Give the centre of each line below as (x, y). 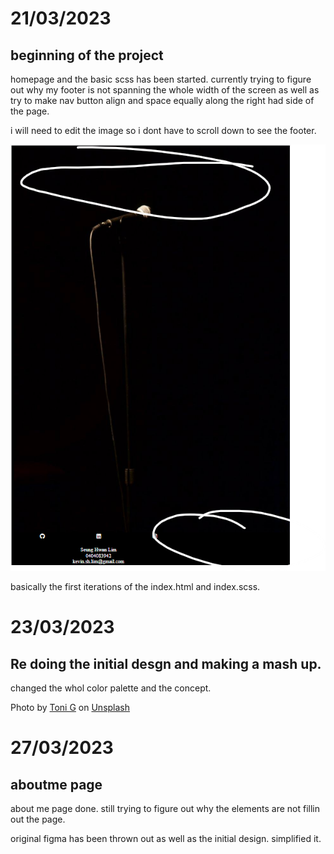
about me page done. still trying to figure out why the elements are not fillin (165, 809)
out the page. (38, 819)
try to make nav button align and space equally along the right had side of (162, 100)
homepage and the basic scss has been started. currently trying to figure (161, 79)
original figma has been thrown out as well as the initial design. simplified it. (166, 839)
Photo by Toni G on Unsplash (70, 708)
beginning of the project (87, 55)
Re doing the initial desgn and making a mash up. (166, 663)
